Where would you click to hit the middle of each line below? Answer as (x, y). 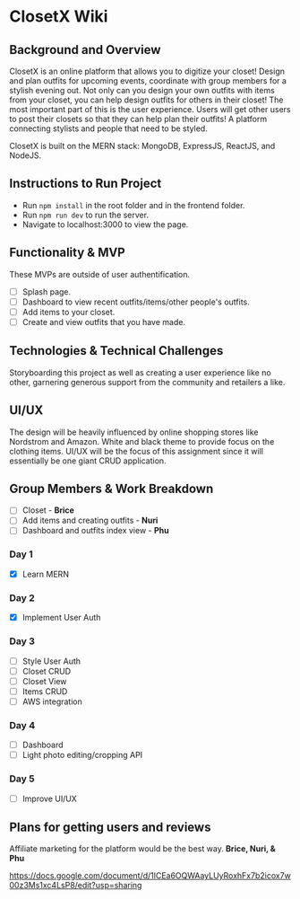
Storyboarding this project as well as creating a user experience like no (140, 372)
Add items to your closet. (69, 312)
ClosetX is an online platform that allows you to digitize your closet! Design (147, 71)
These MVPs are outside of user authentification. (100, 274)
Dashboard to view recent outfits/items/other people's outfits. (136, 302)
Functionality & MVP (67, 253)
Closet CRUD (47, 671)
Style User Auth (51, 661)
